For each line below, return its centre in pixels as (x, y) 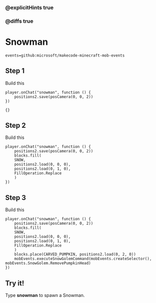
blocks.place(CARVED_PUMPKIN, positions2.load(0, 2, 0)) (75, 255)
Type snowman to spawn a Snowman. (45, 295)
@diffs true (19, 21)
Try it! (15, 283)
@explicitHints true (29, 8)
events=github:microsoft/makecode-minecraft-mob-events (65, 55)
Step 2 (16, 125)
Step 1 (15, 71)
